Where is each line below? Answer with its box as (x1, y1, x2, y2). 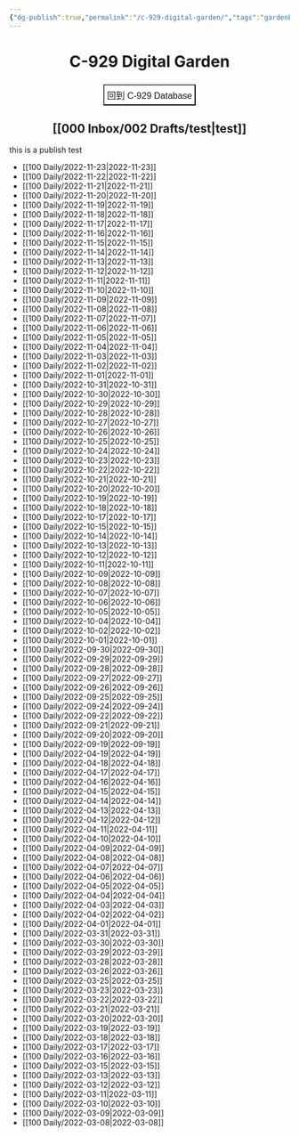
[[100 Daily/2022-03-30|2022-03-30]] (21, 938, 165, 948)
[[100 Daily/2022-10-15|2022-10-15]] (21, 522, 158, 532)
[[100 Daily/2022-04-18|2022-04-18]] (21, 758, 162, 768)
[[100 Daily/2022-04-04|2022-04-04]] (21, 890, 166, 901)
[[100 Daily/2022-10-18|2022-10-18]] (21, 502, 158, 513)
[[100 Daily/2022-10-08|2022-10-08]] (21, 578, 161, 589)
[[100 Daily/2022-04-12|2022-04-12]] (21, 815, 161, 825)
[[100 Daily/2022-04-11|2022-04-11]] (21, 824, 158, 835)
